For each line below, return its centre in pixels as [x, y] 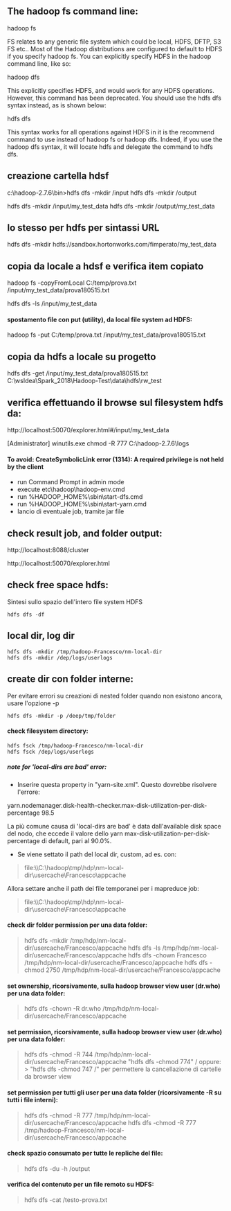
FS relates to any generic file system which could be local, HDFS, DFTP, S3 [114, 42]
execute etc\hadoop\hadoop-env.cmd [71, 489]
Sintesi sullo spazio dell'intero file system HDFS [75, 601]
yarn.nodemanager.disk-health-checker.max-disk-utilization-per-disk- [107, 805]
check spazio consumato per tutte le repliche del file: [85, 1153]
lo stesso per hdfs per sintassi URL [83, 228]
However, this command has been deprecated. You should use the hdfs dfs [114, 98]
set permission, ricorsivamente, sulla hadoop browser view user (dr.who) [115, 1032]
